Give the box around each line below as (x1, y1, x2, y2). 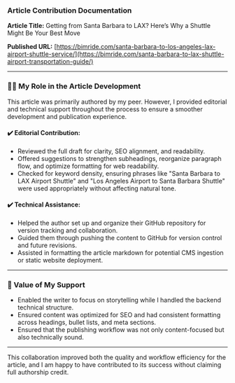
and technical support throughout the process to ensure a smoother (7, 104, 203, 113)
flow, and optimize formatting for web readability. (17, 162, 159, 170)
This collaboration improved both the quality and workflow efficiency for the (7, 353, 226, 362)
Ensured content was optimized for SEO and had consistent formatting (17, 311, 221, 319)
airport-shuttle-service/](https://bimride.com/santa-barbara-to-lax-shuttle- (7, 50, 225, 58)
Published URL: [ (7, 43, 57, 51)
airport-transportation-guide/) (7, 57, 94, 66)
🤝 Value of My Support (7, 279, 85, 289)
